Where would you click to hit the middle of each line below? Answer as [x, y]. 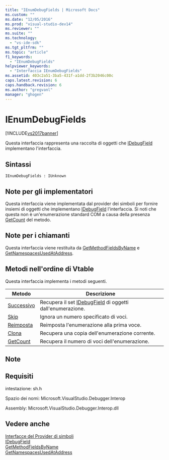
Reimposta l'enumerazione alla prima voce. [91, 325]
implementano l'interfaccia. [33, 148]
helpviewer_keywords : [28, 66]
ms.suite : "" [19, 33]
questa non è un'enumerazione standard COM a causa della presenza [77, 214]
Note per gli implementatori [49, 192]
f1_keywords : [19, 57]
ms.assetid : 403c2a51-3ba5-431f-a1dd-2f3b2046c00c [59, 76]
